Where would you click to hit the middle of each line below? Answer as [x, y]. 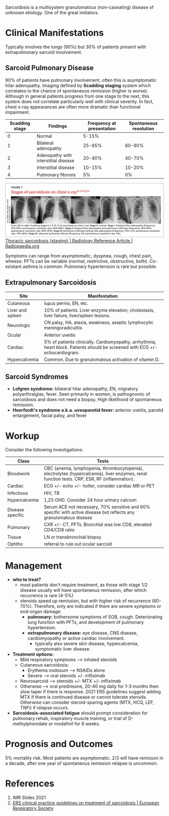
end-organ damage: [41, 612]
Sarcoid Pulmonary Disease [50, 68]
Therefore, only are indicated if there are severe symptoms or [97, 606]
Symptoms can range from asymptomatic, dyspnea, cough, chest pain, [79, 256]
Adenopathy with [54, 155]
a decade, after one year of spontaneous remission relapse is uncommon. [82, 763]
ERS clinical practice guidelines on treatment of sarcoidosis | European [86, 803]
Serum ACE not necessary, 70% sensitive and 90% [97, 507]
